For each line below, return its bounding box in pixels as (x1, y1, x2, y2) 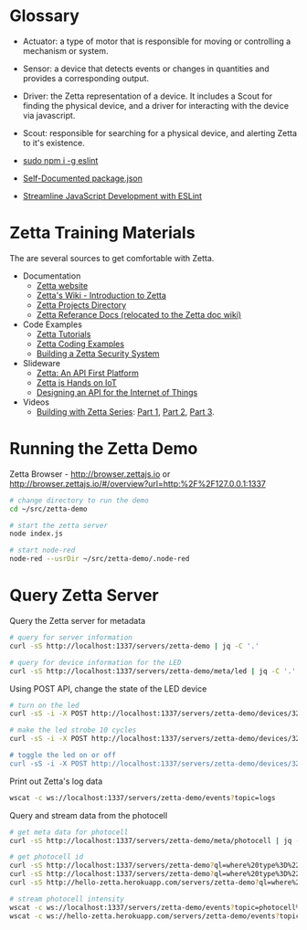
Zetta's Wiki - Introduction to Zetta (36, 290, 167, 301)
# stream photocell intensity (9, 894, 125, 904)
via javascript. (22, 110, 76, 121)
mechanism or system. (22, 45, 109, 56)
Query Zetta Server (9, 586, 159, 606)
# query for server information (9, 633, 132, 642)
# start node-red (9, 545, 76, 555)
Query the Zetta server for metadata (9, 616, 146, 626)
